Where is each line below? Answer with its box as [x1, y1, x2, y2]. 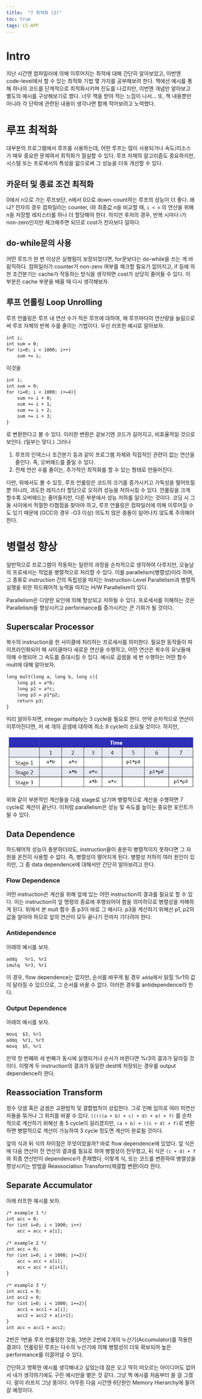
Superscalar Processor [6, 622, 94, 632]
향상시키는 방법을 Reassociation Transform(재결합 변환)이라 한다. [6, 1162, 162, 1170]
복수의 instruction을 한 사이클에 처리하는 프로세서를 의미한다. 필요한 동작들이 [6, 638, 186, 646]
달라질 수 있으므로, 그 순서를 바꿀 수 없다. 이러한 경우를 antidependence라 [12, 981, 188, 988]
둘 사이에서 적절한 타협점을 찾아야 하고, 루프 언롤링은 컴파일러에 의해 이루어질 [6, 501, 188, 509]
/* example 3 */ [6, 1282, 47, 1288]
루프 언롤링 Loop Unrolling [6, 297, 103, 308]
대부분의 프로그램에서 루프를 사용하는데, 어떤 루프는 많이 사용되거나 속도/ [6, 145, 177, 152]
